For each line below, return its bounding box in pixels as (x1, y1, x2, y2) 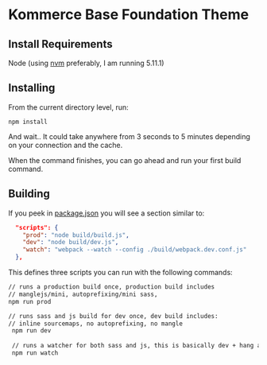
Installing (8, 81, 56, 95)
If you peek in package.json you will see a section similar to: (8, 208, 205, 218)
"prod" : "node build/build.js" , (22, 231, 130, 239)
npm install (8, 118, 48, 126)
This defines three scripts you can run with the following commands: (8, 268, 233, 277)
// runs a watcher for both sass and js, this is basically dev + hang (11, 342, 254, 350)
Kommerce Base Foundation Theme (8, 6, 249, 24)
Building (8, 187, 50, 200)
